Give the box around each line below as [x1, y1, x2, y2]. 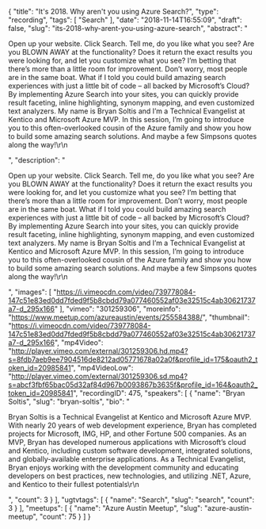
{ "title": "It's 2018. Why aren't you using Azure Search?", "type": [8, 7, 219, 16]
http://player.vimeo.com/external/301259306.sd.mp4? [11, 372, 188, 381]
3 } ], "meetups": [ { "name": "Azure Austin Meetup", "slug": [8, 504, 203, 512]
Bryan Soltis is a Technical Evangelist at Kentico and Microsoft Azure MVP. [8, 412, 252, 421]
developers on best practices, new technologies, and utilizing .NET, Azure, [8, 471, 252, 481]
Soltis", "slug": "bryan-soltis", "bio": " [8, 397, 131, 406]
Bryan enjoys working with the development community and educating [8, 463, 239, 472]
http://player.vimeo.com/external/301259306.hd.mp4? [11, 347, 188, 355]
